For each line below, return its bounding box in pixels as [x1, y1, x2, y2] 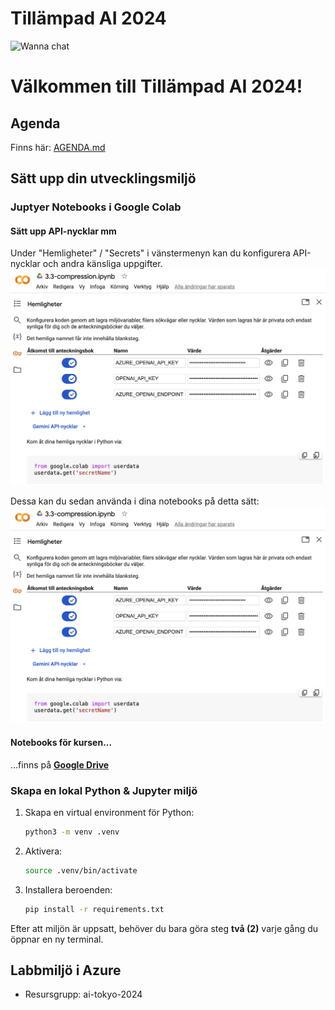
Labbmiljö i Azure [10, 962, 122, 979]
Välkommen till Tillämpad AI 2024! [10, 75, 303, 98]
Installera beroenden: [24, 883, 113, 896]
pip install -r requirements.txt [24, 904, 165, 914]
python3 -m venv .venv [24, 827, 120, 837]
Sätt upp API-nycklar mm [10, 225, 117, 237]
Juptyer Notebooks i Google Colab [10, 200, 182, 214]
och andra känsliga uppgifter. [42, 258, 163, 270]
